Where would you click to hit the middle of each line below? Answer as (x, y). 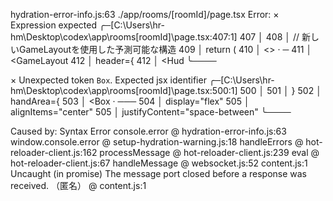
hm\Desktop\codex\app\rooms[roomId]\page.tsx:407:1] (124, 37)
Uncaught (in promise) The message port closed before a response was (158, 173)
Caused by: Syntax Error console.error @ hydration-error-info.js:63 (148, 131)
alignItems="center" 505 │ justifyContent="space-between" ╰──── (151, 112)
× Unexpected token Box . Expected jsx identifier (108, 80)
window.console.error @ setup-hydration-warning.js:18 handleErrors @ (157, 142)
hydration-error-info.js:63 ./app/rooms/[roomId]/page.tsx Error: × (145, 14)
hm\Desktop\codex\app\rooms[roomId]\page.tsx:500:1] (124, 90)
